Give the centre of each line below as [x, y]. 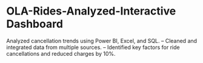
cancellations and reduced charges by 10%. [61, 53]
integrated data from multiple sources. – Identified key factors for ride [93, 47]
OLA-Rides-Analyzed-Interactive [91, 11]
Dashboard [35, 24]
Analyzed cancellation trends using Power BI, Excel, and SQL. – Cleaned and [102, 41]
